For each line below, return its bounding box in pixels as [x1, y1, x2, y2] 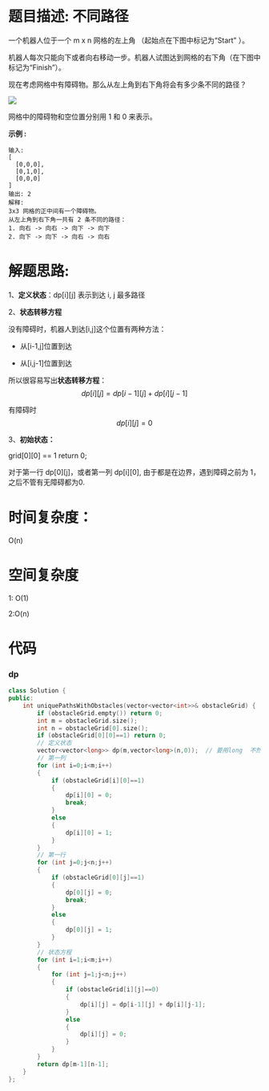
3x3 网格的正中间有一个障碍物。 [8, 206, 101, 215]
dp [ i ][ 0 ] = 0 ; [65, 791, 113, 799]
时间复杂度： [8, 509, 94, 527]
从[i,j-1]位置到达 [19, 358, 72, 368]
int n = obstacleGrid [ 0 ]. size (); [37, 724, 149, 732]
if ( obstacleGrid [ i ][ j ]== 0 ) [65, 986, 159, 994]
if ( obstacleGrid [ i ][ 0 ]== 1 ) [50, 776, 146, 784]
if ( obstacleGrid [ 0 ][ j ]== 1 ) [50, 873, 146, 882]
